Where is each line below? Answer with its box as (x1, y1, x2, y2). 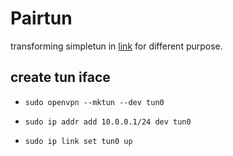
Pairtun (10, 7, 73, 30)
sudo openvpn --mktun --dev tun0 (24, 97, 165, 107)
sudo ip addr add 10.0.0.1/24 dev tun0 (24, 117, 192, 127)
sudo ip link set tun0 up (24, 136, 133, 146)
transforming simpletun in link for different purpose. (10, 40, 223, 52)
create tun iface (10, 69, 111, 86)
